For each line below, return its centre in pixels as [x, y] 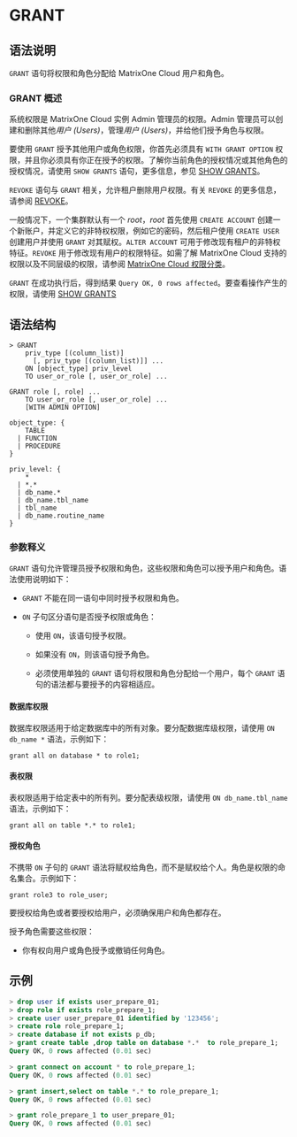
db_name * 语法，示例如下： [59, 739]
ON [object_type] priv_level [79, 369]
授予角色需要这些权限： [52, 932]
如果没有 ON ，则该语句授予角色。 [95, 655]
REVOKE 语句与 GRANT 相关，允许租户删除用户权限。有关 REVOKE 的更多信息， [145, 190]
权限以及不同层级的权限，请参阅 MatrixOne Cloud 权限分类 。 [120, 264]
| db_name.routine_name [61, 516]
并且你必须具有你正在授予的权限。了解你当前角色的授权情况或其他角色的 [156, 160]
